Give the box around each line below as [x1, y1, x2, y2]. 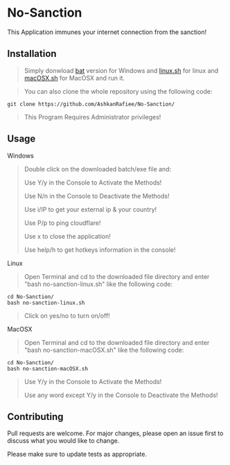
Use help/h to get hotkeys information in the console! [24, 245, 176, 254]
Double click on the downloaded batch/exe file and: [24, 164, 172, 173]
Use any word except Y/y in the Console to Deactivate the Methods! [24, 391, 218, 399]
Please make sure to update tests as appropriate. [7, 450, 148, 459]
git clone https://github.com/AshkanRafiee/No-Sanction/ [7, 101, 175, 108]
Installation [7, 48, 57, 60]
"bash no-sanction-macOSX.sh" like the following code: [24, 346, 184, 354]
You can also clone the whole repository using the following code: [24, 87, 213, 95]
